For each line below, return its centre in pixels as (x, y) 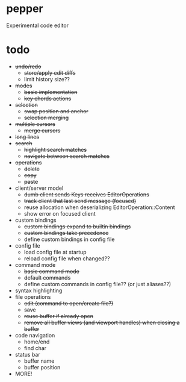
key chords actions (48, 98)
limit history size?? (47, 79)
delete (32, 169)
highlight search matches (55, 149)
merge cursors (42, 130)
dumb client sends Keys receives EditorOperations (86, 194)
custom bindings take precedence (66, 233)
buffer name (39, 361)
